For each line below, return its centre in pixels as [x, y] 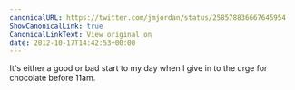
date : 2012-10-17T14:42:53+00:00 [73, 43]
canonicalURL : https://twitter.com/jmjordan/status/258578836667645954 [147, 18]
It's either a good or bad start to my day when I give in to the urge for [138, 68]
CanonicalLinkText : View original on [81, 34]
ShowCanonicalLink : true [56, 26]
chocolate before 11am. [53, 78]
